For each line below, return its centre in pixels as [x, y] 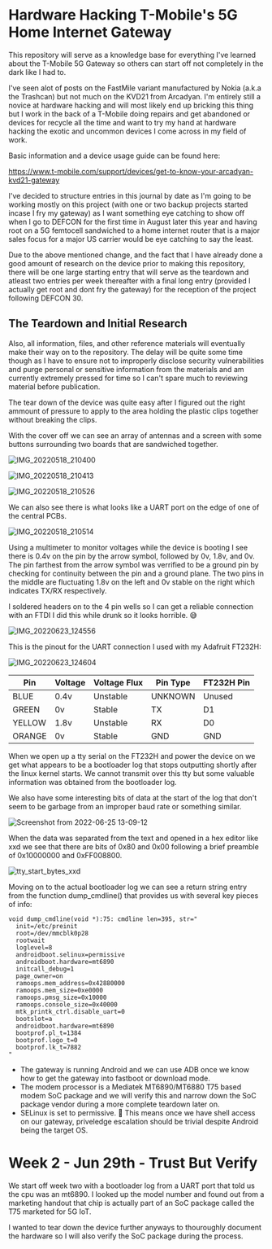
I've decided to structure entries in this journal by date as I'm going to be [130, 195]
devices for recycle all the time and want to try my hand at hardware [123, 122]
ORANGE [30, 736]
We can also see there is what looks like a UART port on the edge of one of [134, 507]
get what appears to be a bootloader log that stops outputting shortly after [133, 765]
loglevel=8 [34, 947]
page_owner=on [39, 976]
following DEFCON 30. [46, 298]
